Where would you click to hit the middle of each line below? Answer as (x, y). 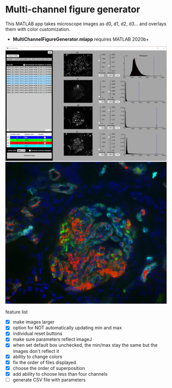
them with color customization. (38, 29)
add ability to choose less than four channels (60, 374)
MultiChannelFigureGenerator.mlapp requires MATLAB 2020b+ (81, 39)
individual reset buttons (37, 333)
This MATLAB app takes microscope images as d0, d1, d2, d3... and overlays (86, 24)
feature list (17, 312)
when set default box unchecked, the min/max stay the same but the (85, 345)
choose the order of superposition (49, 368)
